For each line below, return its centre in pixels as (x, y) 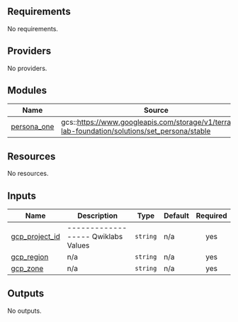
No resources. (28, 174)
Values (78, 245)
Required (211, 216)
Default (177, 216)
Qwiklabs (107, 237)
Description (98, 216)
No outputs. (24, 311)
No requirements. (33, 28)
